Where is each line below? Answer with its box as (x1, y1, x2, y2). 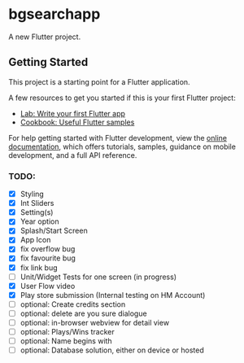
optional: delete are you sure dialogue (20, 308, 148, 318)
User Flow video (20, 281, 76, 291)
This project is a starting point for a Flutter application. (8, 77, 190, 86)
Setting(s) (20, 208, 54, 217)
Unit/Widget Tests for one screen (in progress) (20, 272, 177, 282)
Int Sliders (20, 199, 54, 208)
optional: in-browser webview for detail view (20, 317, 169, 327)
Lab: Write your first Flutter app (20, 108, 126, 118)
